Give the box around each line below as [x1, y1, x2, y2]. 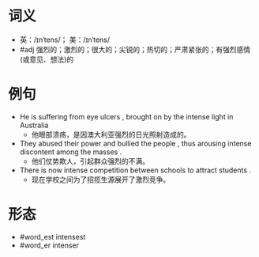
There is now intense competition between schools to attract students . [19, 165, 251, 175]
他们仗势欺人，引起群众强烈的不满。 [31, 156, 150, 166]
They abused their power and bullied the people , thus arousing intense [19, 138, 252, 148]
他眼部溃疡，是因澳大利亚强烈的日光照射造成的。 [31, 130, 191, 139]
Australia [19, 120, 49, 130]
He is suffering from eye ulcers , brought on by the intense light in [19, 111, 234, 121]
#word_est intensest [19, 232, 86, 241]
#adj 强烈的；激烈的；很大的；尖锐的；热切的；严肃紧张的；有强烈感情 [19, 44, 251, 54]
